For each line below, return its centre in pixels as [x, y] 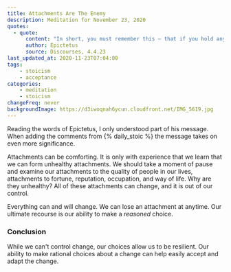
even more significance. [41, 143]
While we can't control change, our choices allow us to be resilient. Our [108, 247]
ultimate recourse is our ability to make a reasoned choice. [90, 214]
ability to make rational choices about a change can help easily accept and [113, 254]
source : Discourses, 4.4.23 [66, 52]
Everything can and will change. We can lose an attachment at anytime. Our [114, 206]
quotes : [18, 26]
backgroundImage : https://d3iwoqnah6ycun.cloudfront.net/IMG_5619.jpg [110, 109]
